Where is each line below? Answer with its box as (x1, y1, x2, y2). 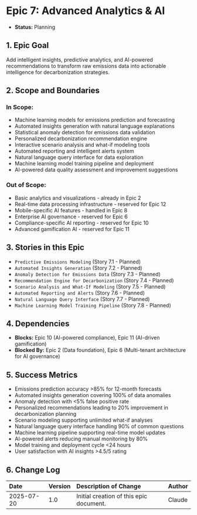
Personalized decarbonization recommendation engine (14, 135, 148, 142)
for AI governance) (14, 353, 60, 360)
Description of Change (76, 482, 141, 490)
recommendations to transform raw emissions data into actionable (6, 62, 167, 69)
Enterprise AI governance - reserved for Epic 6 (14, 213, 128, 220)
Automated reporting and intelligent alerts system (14, 148, 135, 155)
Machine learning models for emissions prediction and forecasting (14, 116, 175, 124)
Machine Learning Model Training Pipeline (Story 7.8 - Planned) (14, 301, 171, 309)
